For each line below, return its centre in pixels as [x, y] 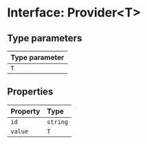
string [58, 122]
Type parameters [45, 38]
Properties [30, 92]
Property [25, 111]
